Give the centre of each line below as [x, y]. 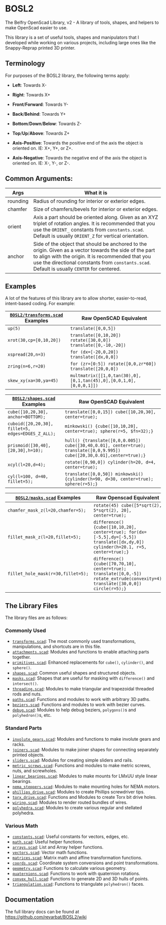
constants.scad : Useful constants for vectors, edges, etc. [71, 837]
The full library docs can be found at [42, 912]
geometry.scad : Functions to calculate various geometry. [69, 868]
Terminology [25, 63]
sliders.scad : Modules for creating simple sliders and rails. [73, 760]
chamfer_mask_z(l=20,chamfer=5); [47, 510]
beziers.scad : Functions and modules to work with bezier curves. [79, 705]
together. [21, 657]
